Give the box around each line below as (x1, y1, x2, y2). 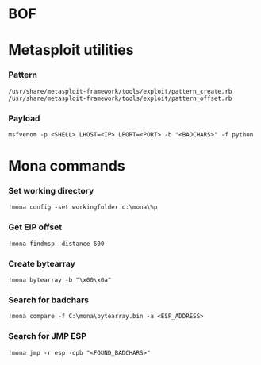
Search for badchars (8, 294, 90, 305)
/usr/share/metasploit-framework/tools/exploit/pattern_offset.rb (8, 94, 232, 102)
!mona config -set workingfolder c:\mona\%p (8, 203, 158, 211)
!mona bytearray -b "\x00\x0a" (8, 276, 112, 284)
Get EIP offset (8, 221, 62, 232)
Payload (8, 113, 40, 124)
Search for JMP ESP (8, 331, 87, 342)
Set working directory (8, 186, 94, 197)
